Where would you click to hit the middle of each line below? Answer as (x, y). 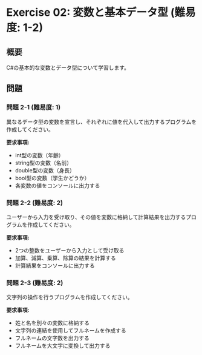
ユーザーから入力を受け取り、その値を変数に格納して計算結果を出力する (96, 217)
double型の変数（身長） (45, 170)
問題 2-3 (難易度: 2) (35, 283)
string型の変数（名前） (44, 163)
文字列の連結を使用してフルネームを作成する (70, 331)
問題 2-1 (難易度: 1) (34, 107)
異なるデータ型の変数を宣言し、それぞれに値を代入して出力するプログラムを (102, 121)
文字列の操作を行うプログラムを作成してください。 (70, 297)
